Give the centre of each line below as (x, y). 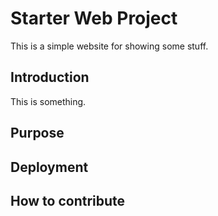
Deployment (49, 167)
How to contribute (68, 200)
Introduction (50, 77)
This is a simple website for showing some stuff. (109, 46)
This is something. (48, 101)
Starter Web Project (94, 18)
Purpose (37, 133)
